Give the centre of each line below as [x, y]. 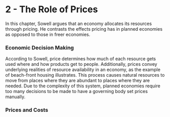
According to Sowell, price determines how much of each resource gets [81, 59]
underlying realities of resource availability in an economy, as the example [83, 69]
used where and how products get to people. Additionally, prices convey [81, 64]
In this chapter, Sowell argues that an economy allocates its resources [79, 24]
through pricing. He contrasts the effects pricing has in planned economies [84, 29]
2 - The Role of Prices [52, 9]
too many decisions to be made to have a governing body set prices [77, 91]
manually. [15, 97]
